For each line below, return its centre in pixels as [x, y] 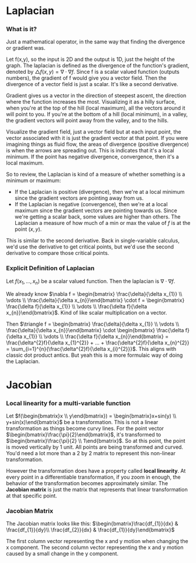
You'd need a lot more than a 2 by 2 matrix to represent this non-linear [91, 453]
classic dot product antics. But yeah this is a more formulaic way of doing [94, 355]
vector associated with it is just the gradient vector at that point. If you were [97, 138]
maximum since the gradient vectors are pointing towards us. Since [96, 211]
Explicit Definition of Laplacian [50, 268]
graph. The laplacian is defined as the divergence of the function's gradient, [98, 66]
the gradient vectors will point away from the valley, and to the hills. [87, 121]
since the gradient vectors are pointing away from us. [79, 198]
